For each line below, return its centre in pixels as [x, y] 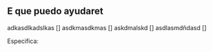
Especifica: [23, 41]
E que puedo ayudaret [55, 11]
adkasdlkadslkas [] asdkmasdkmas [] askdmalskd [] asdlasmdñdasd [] [107, 27]
